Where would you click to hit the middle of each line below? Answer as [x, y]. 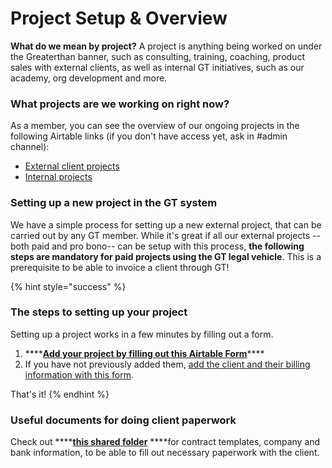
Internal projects [58, 177]
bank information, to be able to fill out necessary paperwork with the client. [165, 453]
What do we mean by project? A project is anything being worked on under [166, 46]
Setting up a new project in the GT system [114, 203]
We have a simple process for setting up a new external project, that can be [166, 224]
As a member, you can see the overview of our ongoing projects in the [155, 126]
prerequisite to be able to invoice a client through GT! [120, 267]
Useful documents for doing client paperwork [123, 420]
